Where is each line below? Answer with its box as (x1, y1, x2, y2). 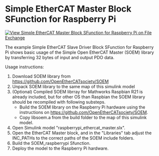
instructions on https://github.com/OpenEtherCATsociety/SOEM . (19, 109, 148, 115)
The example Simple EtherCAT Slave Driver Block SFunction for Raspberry (5, 44, 154, 50)
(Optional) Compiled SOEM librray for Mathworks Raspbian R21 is (12, 89, 143, 94)
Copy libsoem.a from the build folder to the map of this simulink (19, 114, 147, 120)
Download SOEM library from (12, 73, 71, 79)
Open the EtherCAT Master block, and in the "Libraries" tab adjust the (12, 130, 152, 136)
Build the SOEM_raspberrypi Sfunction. (12, 140, 91, 146)
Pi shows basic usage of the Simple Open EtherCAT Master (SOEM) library (5, 49, 154, 55)
